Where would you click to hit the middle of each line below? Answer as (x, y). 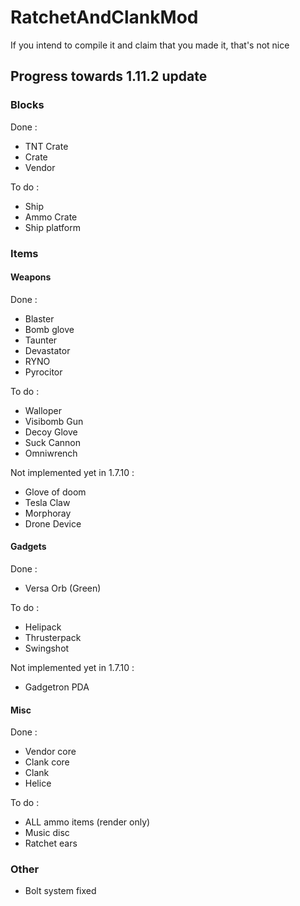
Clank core (47, 762)
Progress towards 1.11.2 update (109, 76)
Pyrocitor (43, 372)
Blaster (39, 318)
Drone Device (53, 523)
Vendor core (50, 752)
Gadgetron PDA (57, 687)
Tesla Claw (47, 502)
